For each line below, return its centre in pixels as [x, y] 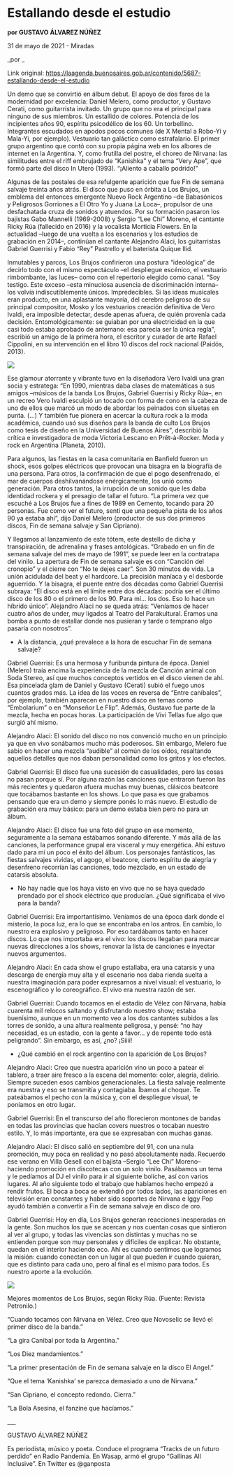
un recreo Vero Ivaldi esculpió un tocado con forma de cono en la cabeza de [117, 400]
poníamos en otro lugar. [41, 1104]
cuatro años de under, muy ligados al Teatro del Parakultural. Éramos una [113, 613]
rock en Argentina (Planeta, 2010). [57, 445]
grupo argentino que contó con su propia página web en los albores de [109, 146]
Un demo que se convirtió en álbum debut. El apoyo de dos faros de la [109, 94]
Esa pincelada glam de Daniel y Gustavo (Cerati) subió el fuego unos [106, 685]
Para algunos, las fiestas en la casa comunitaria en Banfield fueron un [108, 458]
